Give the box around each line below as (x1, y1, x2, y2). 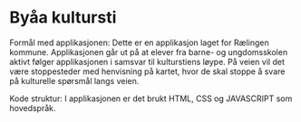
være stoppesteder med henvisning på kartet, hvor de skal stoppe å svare (9, 66, 286, 77)
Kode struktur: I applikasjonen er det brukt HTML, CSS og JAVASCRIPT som (9, 93, 293, 104)
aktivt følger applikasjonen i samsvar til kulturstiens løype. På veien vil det (9, 56, 286, 67)
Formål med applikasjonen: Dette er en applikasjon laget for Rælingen (9, 37, 269, 48)
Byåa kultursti (9, 7, 117, 28)
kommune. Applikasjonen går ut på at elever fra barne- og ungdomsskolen (9, 46, 288, 57)
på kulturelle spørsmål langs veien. (9, 75, 140, 86)
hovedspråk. (9, 102, 56, 113)
